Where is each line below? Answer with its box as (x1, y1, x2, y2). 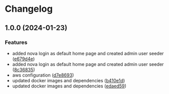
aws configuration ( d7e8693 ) (12, 72, 74, 78)
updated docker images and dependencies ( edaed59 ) (12, 83, 127, 89)
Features (5, 39, 28, 46)
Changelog (5, 3, 53, 15)
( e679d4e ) (12, 56, 35, 62)
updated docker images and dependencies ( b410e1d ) (12, 77, 125, 83)
